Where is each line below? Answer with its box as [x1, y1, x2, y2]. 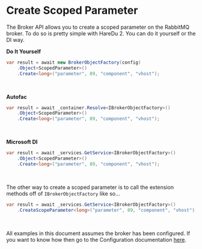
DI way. [6, 36, 25, 43]
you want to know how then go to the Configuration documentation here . [6, 236, 187, 243]
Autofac [6, 93, 27, 100]
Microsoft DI [6, 139, 38, 146]
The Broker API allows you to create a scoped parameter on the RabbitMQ [6, 23, 189, 31]
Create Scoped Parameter [6, 4, 138, 17]
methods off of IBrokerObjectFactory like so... [6, 190, 120, 197]
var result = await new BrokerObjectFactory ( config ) [6, 59, 141, 65]
